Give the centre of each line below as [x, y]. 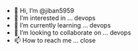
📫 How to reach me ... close [55, 40]
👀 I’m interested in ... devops [55, 18]
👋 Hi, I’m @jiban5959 [44, 11]
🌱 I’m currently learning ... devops [62, 25]
